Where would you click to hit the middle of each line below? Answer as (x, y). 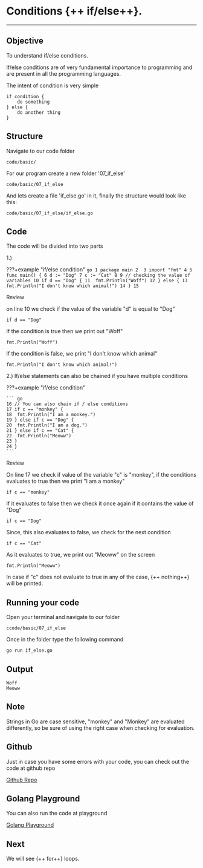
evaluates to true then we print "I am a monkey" (66, 481)
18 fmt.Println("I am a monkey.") (51, 415)
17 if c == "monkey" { (35, 409)
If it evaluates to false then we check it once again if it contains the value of (100, 503)
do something (34, 102)
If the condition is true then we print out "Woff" (65, 331)
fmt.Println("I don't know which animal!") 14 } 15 (72, 286)
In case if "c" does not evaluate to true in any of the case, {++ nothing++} (98, 577)
